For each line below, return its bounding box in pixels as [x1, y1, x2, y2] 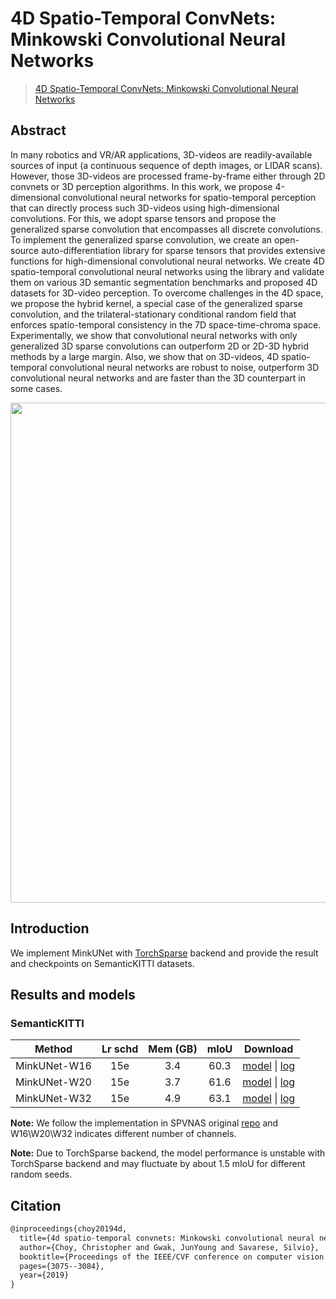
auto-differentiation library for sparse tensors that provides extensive [41, 244, 326, 256]
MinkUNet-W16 [15, 1059, 92, 1073]
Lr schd [101, 1042, 139, 1056]
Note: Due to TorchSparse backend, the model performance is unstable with [10, 1147, 326, 1159]
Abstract [10, 122, 67, 139]
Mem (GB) [148, 1042, 198, 1056]
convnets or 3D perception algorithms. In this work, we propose [10, 180, 273, 192]
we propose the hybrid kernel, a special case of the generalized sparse [10, 297, 303, 309]
